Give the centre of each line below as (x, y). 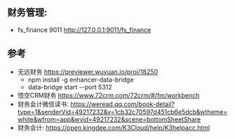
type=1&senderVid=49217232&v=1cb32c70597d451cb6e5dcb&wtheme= (122, 112)
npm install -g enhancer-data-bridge (81, 80)
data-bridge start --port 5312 (70, 87)
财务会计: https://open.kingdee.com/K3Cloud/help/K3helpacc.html (114, 127)
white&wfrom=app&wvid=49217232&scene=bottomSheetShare (109, 119)
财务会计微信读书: (43, 104)
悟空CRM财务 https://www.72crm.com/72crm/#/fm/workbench (108, 95)
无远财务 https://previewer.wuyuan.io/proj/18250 (88, 71)
